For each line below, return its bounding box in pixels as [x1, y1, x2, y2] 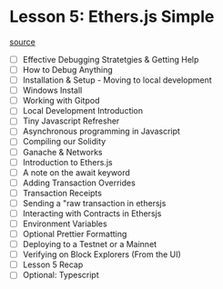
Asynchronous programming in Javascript [22, 125, 180, 137]
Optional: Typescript [22, 270, 100, 281]
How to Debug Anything [22, 65, 114, 75]
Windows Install [22, 85, 83, 96]
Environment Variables [22, 218, 107, 229]
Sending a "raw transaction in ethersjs [22, 197, 167, 208]
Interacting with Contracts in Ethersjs [22, 207, 162, 219]
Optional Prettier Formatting [22, 229, 127, 239]
